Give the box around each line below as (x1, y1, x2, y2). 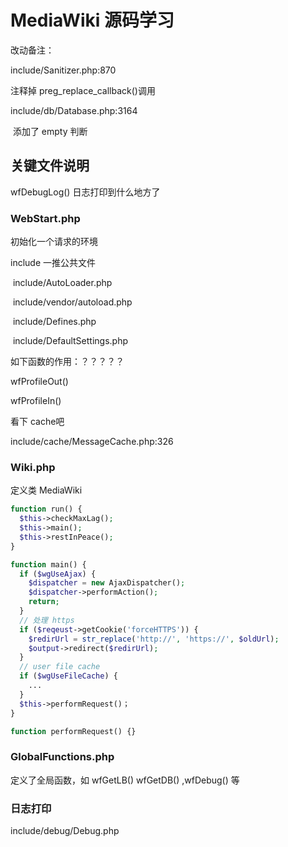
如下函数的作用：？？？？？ (10, 356, 125, 368)
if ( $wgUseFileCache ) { (19, 671, 118, 681)
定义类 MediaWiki (10, 484, 83, 496)
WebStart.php (10, 211, 81, 225)
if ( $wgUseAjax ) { (19, 569, 97, 579)
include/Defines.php (12, 316, 97, 328)
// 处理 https (19, 615, 75, 625)
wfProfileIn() (10, 395, 62, 407)
